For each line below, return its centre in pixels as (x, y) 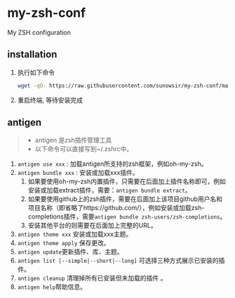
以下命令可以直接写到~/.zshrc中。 (84, 149)
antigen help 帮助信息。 (52, 287)
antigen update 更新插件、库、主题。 (70, 252)
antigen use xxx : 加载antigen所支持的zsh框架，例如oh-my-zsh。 (112, 164)
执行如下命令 (36, 72)
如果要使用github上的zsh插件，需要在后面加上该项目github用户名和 (125, 199)
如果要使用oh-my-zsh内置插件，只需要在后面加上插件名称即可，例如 (127, 181)
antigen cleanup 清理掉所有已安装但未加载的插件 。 (92, 278)
